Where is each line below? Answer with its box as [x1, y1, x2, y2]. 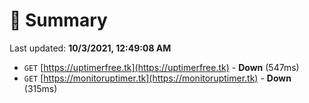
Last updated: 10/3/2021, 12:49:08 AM [9, 42, 172, 54]
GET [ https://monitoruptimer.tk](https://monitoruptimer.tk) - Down [23, 72, 292, 84]
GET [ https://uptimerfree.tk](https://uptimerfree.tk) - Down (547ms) [23, 61, 300, 73]
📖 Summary [9, 9, 108, 32]
